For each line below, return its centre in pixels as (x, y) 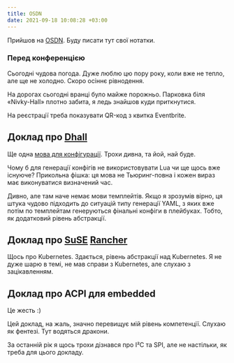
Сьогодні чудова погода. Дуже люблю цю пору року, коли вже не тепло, (116, 73)
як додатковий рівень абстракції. (57, 218)
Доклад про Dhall (47, 137)
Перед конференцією (46, 58)
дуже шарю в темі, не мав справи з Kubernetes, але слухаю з (99, 264)
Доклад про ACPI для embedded (81, 294)
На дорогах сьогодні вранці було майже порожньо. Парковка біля (106, 94)
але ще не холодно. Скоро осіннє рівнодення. (76, 80)
